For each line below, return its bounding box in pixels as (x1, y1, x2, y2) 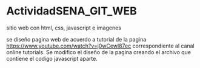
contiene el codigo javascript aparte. (6, 55, 98, 62)
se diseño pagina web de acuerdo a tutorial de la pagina (6, 36, 147, 43)
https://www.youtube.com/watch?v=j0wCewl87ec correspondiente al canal (6, 42, 195, 49)
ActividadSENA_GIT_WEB (6, 4, 138, 18)
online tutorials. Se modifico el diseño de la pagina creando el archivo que (6, 48, 191, 55)
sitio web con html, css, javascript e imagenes (6, 24, 121, 31)
